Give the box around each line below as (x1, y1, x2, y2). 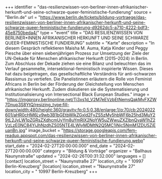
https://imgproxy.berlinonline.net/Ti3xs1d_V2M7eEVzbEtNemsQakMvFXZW (7, 97, 157, 102)
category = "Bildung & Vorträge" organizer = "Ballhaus (43, 148, 152, 154)
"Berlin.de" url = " (5, 15, 41, 20)
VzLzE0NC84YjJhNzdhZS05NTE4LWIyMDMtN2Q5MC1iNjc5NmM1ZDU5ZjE (5, 122, 156, 128)
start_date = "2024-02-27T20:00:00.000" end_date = (5, 143, 112, 149)
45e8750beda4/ (5, 30, 38, 35)
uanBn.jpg (5, 128, 26, 133)
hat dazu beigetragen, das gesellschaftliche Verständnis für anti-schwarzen (5, 71, 156, 76)
